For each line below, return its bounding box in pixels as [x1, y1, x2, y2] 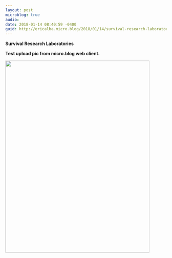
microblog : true [5, 12, 40, 17]
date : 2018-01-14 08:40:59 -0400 [5, 21, 77, 27]
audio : [5, 17, 19, 22]
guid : [5, 27, 17, 32]
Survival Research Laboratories [5, 40, 74, 47]
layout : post [5, 7, 33, 13]
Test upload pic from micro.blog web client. [5, 51, 100, 57]
